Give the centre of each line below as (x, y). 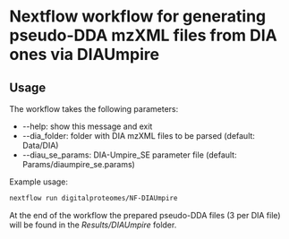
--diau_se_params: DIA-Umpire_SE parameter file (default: (129, 155)
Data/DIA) (40, 145)
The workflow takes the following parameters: (94, 109)
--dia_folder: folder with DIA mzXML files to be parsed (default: (138, 136)
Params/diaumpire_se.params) (79, 164)
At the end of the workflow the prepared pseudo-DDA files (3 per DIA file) (145, 215)
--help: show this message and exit (87, 126)
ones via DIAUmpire (84, 55)
